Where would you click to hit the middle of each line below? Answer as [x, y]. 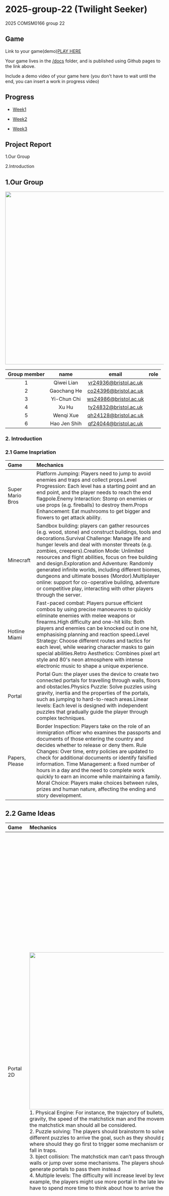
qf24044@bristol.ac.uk [115, 423]
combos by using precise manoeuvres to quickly [94, 610]
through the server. [59, 595]
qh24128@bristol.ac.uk [115, 415]
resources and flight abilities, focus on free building [97, 557]
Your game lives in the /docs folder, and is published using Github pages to [83, 61]
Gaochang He [66, 391]
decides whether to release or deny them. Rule [92, 745]
